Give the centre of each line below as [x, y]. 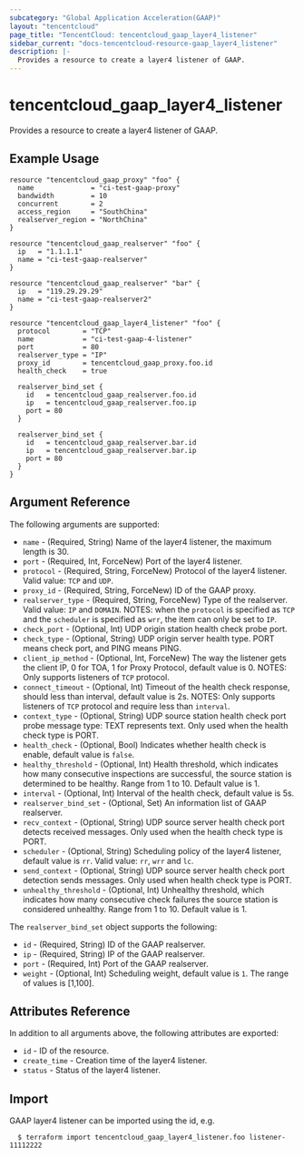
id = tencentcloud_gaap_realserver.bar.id [111, 442]
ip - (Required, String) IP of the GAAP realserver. [114, 954]
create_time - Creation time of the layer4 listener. [115, 1061]
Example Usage [54, 159]
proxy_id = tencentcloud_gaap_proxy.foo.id [115, 363]
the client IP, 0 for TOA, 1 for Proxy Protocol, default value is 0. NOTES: [155, 667]
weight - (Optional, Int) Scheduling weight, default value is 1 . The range [155, 973]
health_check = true [62, 371]
